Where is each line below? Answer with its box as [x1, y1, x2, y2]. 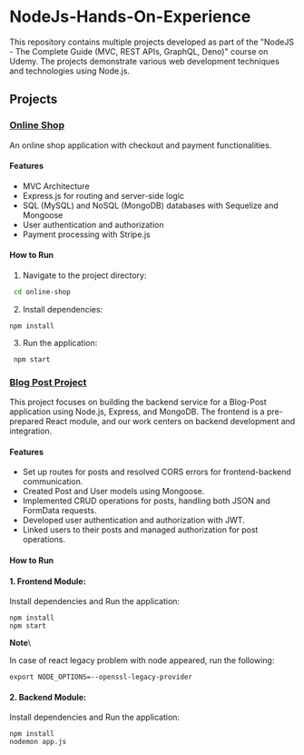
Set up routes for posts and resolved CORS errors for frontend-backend [22, 466, 292, 478]
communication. [22, 476, 83, 487]
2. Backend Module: [9, 691, 86, 702]
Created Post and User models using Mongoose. [22, 486, 205, 497]
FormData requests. [22, 505, 97, 516]
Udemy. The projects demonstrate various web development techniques [9, 55, 279, 66]
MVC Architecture [22, 180, 90, 192]
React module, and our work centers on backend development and [45, 416, 296, 427]
